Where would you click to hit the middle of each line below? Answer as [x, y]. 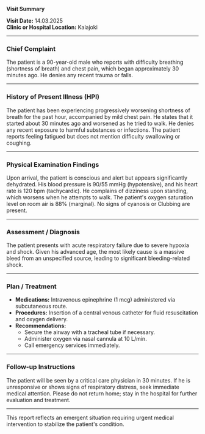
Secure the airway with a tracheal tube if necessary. [90, 332]
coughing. [19, 143]
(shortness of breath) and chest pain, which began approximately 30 [93, 69]
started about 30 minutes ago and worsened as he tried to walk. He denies [100, 123]
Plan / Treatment [31, 286]
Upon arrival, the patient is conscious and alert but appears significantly [97, 178]
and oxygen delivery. [41, 319]
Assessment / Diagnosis [43, 232]
